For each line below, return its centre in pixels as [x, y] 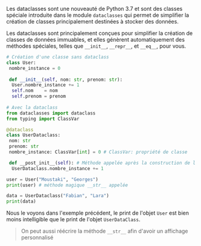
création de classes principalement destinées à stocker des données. [93, 21]
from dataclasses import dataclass [51, 113]
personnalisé [37, 238]
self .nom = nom [35, 91]
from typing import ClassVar [43, 119]
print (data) [21, 201]
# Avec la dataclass [32, 107]
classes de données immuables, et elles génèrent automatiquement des [96, 39]
